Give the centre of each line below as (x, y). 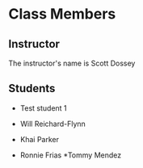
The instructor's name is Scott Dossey (72, 63)
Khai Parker (39, 139)
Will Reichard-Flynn (53, 124)
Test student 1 (43, 108)
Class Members (62, 14)
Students (32, 88)
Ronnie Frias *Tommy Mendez (71, 155)
